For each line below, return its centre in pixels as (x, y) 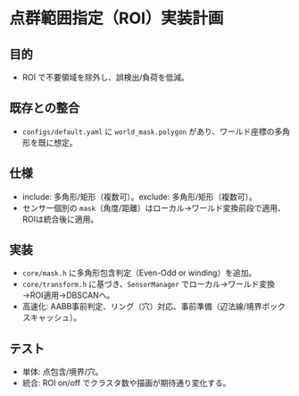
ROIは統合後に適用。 (60, 219)
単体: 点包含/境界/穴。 (62, 372)
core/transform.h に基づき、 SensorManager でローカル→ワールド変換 (148, 284)
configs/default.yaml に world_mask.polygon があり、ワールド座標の (148, 131)
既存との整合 (45, 108)
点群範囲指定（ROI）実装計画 (116, 18)
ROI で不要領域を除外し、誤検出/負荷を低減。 (106, 77)
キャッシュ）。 (56, 317)
